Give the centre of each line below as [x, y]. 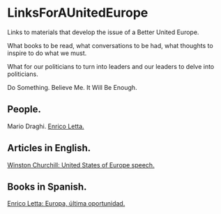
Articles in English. [49, 148]
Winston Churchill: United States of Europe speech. [81, 165]
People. [24, 109]
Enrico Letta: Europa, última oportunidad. [66, 204]
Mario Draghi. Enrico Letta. [46, 126]
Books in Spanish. [47, 186]
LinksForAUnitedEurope [78, 13]
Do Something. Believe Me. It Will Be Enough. [72, 87]
